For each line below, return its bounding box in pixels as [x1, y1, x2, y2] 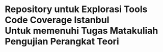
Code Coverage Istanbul [5, 14, 110, 26]
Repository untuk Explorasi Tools [5, 4, 148, 15]
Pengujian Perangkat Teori [5, 36, 119, 47]
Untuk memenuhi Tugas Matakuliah [5, 25, 158, 36]
